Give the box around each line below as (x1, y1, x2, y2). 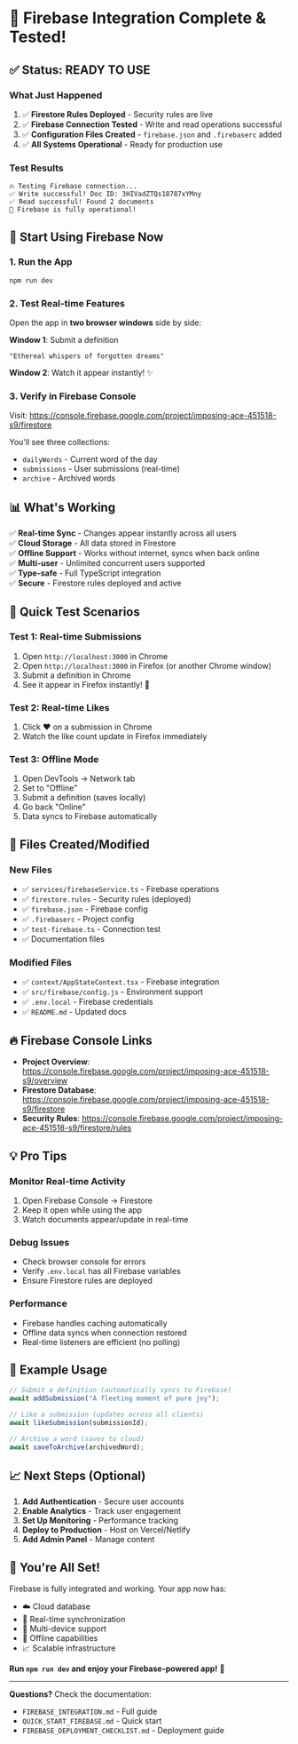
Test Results (9, 162, 64, 174)
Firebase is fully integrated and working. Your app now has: (9, 1583, 227, 1594)
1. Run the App (9, 256, 73, 268)
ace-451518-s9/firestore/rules (21, 1123, 132, 1134)
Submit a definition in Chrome (21, 670, 131, 681)
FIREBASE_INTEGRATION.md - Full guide (21, 1706, 158, 1717)
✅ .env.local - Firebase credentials (21, 997, 153, 1007)
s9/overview (21, 1075, 68, 1087)
